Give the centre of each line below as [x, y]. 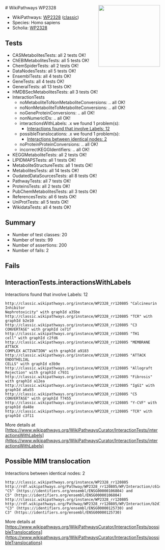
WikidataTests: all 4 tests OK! [41, 207]
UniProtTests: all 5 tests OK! [40, 202]
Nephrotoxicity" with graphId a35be [42, 312]
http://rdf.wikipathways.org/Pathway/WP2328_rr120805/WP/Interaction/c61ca [84, 486]
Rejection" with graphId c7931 [37, 372]
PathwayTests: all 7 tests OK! [41, 181]
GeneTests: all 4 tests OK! [38, 81]
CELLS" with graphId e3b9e [33, 364]
